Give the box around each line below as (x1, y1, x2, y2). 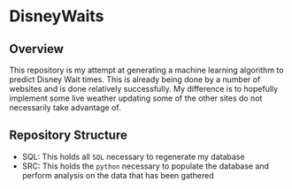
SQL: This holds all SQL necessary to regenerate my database (21, 151, 245, 162)
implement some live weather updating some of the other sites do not (9, 93, 263, 103)
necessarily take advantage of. (9, 102, 121, 112)
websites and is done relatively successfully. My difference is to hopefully (9, 84, 279, 94)
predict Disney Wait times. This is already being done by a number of (9, 74, 261, 85)
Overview (9, 42, 65, 57)
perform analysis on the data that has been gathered (21, 170, 214, 180)
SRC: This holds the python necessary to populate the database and (21, 161, 270, 171)
